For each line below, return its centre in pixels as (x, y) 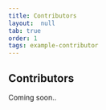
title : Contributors (43, 16)
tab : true (25, 31)
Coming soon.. (33, 97)
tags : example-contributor (53, 46)
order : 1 (23, 38)
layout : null (32, 23)
